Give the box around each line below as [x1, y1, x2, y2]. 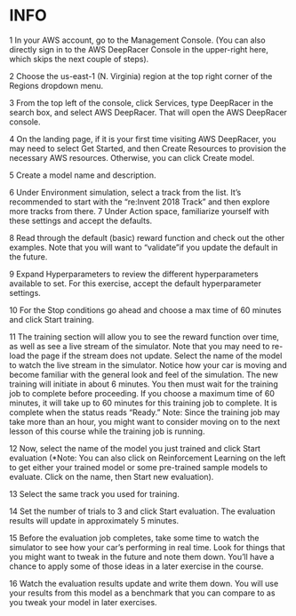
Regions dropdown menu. [9, 80, 104, 91]
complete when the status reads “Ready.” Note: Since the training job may [9, 406, 280, 418]
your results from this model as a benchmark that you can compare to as [9, 588, 276, 598]
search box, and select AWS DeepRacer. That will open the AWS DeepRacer [9, 107, 287, 117]
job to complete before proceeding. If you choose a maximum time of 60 [9, 388, 276, 398]
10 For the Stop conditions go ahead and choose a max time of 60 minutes [9, 304, 282, 316]
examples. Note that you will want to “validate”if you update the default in [9, 242, 278, 252]
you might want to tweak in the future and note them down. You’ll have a [9, 551, 275, 562]
